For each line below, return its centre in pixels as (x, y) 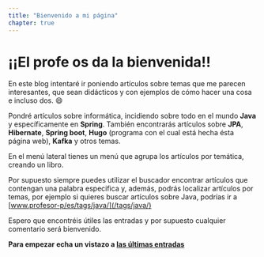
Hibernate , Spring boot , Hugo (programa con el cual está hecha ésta (121, 133)
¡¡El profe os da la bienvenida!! (109, 62)
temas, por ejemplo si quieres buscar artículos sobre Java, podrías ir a (123, 197)
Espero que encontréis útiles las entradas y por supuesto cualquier (117, 221)
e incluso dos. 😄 (36, 100)
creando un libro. (36, 165)
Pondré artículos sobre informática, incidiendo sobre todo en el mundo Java (132, 116)
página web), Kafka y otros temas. (64, 141)
